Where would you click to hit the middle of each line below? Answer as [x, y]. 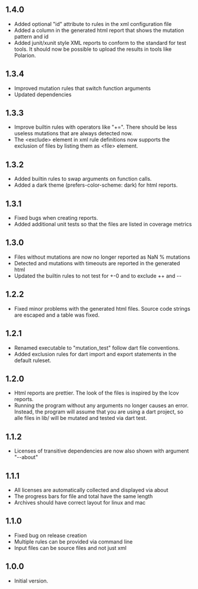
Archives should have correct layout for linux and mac [80, 502]
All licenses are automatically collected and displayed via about [91, 490]
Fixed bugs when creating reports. [56, 218]
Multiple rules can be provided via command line [73, 541]
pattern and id [31, 36]
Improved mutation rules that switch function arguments [82, 88]
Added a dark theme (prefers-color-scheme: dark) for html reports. [96, 185]
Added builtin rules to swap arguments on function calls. [83, 179]
